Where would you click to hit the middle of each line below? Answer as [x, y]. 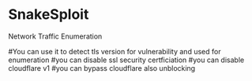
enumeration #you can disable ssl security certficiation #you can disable [126, 60]
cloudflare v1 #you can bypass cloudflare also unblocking [102, 68]
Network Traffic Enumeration [55, 36]
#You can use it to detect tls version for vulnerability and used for [115, 51]
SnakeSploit [49, 15]
